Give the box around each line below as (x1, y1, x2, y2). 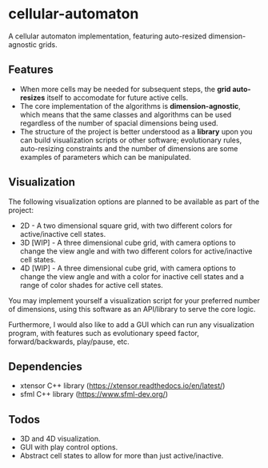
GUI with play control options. (19, 442, 118, 452)
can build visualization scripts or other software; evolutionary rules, (19, 135, 242, 145)
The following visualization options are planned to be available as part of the (8, 197, 260, 206)
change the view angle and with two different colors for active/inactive (19, 246, 253, 256)
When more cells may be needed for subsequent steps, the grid (19, 84, 231, 94)
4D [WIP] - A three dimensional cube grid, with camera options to (19, 263, 236, 273)
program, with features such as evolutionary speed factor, (8, 328, 200, 338)
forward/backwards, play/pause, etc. (8, 337, 130, 346)
